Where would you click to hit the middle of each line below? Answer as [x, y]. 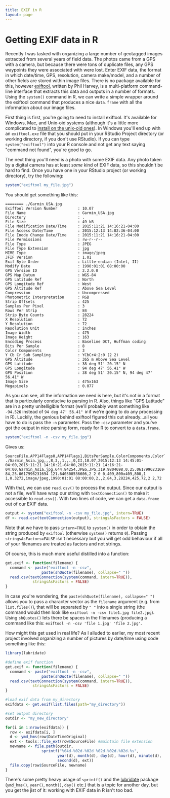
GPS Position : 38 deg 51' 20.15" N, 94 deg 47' [79, 373]
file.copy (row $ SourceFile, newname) [48, 765]
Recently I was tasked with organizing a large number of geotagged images [84, 54]
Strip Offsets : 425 [47, 302]
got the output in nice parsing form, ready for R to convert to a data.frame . [83, 428]
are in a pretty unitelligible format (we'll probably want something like [77, 406]
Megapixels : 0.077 [50, 386]
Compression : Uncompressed [57, 293]
